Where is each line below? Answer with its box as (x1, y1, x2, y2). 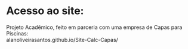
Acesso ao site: (6, 4, 84, 18)
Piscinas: (6, 30, 29, 37)
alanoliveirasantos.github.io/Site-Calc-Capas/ (6, 36, 118, 43)
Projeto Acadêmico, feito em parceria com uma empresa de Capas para (6, 24, 183, 31)
